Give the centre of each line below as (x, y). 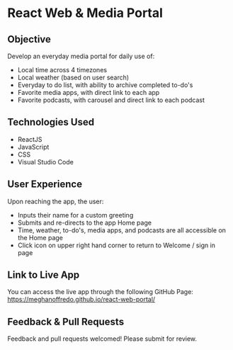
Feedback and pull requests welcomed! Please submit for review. (102, 339)
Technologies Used (51, 122)
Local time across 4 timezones (62, 70)
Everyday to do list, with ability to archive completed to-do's (105, 85)
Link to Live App (44, 275)
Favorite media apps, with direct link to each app (89, 92)
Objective (29, 39)
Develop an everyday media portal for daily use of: (81, 56)
